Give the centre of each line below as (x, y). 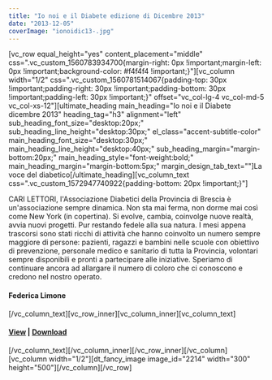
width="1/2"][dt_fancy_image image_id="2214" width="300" (149, 359)
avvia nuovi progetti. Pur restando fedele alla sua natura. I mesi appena (127, 225)
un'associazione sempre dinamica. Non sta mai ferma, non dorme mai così (133, 208)
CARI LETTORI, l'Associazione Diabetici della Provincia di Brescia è (120, 199)
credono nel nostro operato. (55, 277)
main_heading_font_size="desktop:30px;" (78, 140)
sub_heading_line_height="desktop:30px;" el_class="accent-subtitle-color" (135, 132)
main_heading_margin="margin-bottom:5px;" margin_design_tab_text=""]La (135, 166)
